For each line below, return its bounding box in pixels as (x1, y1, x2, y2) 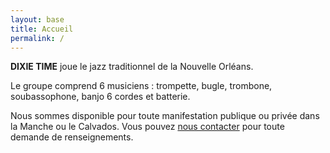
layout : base (10, 14, 65, 25)
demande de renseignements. (10, 131, 134, 143)
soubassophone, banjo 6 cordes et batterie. (10, 91, 191, 103)
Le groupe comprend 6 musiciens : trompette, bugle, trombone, (10, 80, 273, 92)
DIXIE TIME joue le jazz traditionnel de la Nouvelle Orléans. (10, 61, 254, 73)
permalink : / (10, 33, 65, 43)
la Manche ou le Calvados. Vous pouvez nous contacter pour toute (10, 121, 285, 133)
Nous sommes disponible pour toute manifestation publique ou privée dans (10, 110, 320, 122)
